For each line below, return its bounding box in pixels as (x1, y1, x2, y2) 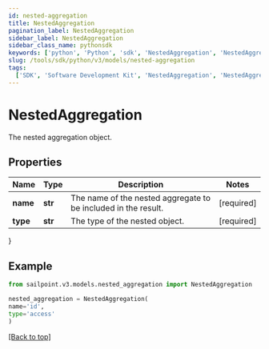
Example (8, 259, 53, 273)
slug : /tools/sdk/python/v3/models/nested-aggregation (8, 57, 195, 65)
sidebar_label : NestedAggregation (8, 34, 124, 42)
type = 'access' (8, 310, 56, 318)
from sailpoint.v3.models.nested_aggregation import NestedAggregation (8, 281, 252, 289)
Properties (8, 155, 62, 169)
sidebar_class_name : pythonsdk (8, 42, 113, 50)
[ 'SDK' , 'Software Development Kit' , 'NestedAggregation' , (15, 71, 217, 79)
